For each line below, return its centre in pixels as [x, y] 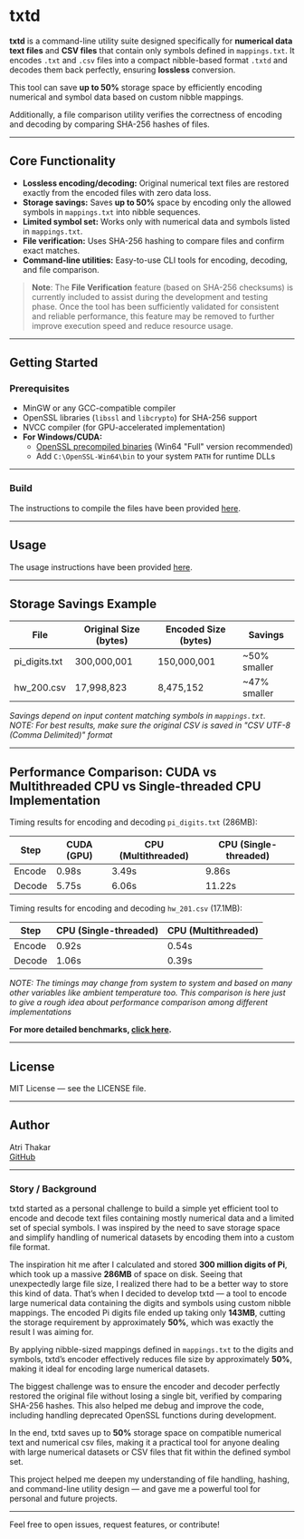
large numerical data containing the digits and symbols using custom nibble [150, 1303]
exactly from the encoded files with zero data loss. [117, 192]
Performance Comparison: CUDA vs [113, 772]
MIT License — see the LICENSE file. [78, 1088]
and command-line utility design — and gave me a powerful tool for [135, 1489]
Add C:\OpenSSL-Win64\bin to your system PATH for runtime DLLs [156, 456]
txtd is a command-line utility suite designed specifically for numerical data [151, 41]
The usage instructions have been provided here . [101, 566]
